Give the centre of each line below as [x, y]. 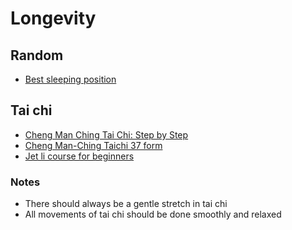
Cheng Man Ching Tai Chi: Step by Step [106, 134]
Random [37, 55]
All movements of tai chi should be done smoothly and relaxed [153, 214]
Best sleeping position [70, 79]
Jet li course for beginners [79, 156]
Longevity [53, 18]
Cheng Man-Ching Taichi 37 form [93, 145]
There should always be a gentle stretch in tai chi [126, 204]
